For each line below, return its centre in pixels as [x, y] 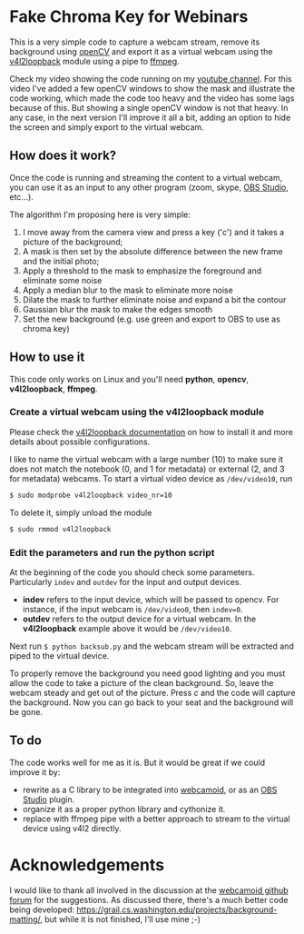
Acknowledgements [87, 864]
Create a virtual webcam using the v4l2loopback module [137, 412]
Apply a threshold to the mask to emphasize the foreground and [142, 271]
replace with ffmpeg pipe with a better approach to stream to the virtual [156, 819]
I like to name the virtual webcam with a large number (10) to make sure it [147, 459]
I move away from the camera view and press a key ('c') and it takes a [153, 232]
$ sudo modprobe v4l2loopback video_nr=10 [91, 495]
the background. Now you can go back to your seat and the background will [152, 702]
